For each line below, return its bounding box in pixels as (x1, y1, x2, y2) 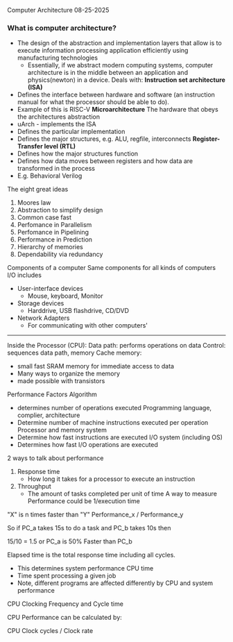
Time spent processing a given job (17, 572, 116, 580)
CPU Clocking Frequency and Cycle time (7, 600, 123, 608)
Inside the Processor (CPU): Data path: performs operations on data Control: (7, 341, 226, 350)
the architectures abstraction (17, 112, 101, 121)
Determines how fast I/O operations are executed (17, 441, 158, 449)
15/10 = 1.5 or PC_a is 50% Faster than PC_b (7, 537, 133, 546)
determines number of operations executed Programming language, (17, 404, 212, 412)
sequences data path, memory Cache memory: (7, 348, 142, 357)
